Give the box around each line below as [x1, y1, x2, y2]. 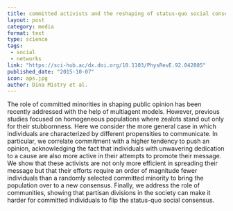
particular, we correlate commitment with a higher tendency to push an [7, 137, 210, 146]
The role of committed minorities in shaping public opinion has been [7, 100, 202, 108]
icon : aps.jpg [7, 74, 49, 82]
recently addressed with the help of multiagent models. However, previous [7, 108, 220, 116]
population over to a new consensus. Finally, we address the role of [7, 181, 200, 189]
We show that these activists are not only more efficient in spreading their [7, 159, 218, 167]
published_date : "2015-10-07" [7, 68, 95, 75]
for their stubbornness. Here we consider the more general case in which [7, 122, 217, 130]
